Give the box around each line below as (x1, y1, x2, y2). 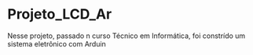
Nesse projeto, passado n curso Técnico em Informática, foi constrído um (7, 31, 246, 40)
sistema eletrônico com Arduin (7, 39, 107, 48)
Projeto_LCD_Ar (7, 5, 112, 23)
